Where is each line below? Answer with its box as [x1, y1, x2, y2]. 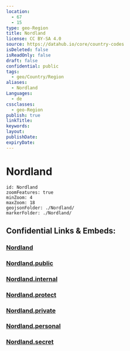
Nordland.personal [6, 322, 61, 330]
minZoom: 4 [6, 194, 33, 200]
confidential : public [6, 63, 59, 69]
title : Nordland [6, 31, 46, 36]
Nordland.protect [6, 291, 57, 299]
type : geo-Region [6, 25, 49, 31]
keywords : [6, 123, 30, 129]
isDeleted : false [6, 47, 49, 53]
